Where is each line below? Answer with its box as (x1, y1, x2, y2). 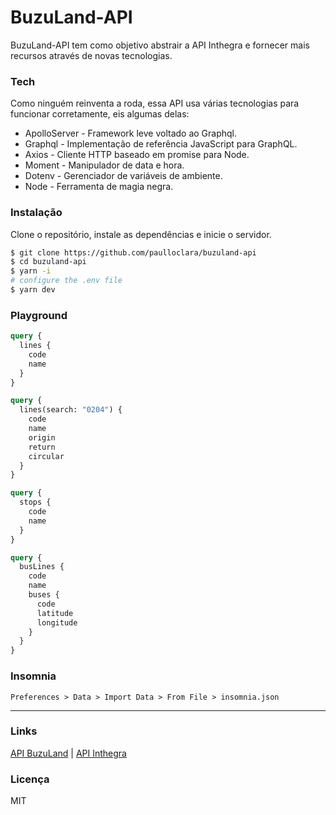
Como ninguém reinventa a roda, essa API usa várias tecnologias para (10, 97, 300, 110)
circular (28, 451, 65, 461)
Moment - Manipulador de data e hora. (24, 159, 185, 171)
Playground (10, 308, 68, 322)
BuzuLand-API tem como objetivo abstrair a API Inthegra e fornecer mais (10, 39, 310, 51)
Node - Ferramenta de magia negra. (24, 181, 174, 193)
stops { (19, 497, 52, 508)
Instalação (10, 206, 63, 220)
